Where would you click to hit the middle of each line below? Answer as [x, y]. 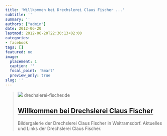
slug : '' [14, 80]
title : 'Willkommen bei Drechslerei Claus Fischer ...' [65, 10]
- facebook [17, 43]
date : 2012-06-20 [23, 29]
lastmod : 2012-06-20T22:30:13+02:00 [44, 33]
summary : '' [18, 19]
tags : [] [14, 47]
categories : [18, 38]
